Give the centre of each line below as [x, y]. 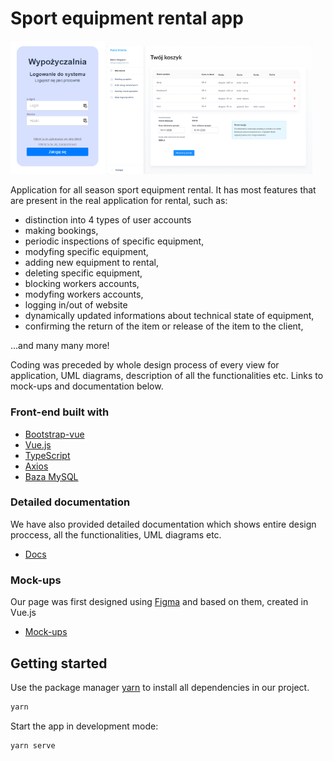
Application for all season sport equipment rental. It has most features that [163, 190]
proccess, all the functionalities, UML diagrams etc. [116, 534]
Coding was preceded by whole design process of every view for [145, 365]
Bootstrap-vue [54, 434]
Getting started [59, 663]
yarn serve [33, 745]
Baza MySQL [51, 476]
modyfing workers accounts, [84, 294]
